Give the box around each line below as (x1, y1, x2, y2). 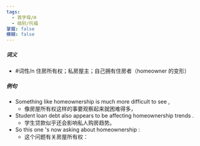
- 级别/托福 (12, 20, 38, 26)
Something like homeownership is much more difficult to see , (15, 98, 170, 105)
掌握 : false (6, 25, 35, 32)
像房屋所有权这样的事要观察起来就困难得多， (24, 105, 137, 113)
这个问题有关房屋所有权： (24, 133, 89, 141)
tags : (6, 8, 20, 15)
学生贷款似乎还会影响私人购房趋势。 (24, 119, 116, 127)
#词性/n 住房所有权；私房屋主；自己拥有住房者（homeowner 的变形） (15, 67, 190, 75)
